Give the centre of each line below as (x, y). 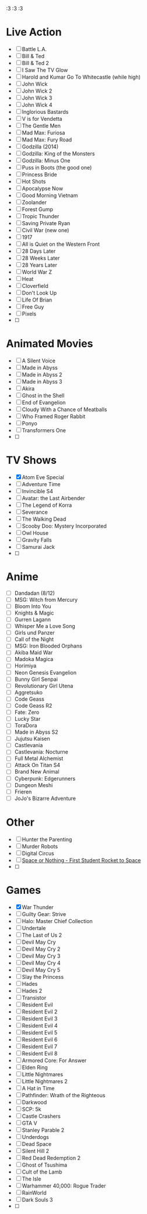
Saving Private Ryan (46, 223)
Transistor (34, 998)
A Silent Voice (39, 361)
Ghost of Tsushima (45, 1165)
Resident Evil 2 (40, 1012)
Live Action (34, 32)
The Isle (32, 1179)
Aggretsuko (28, 692)
